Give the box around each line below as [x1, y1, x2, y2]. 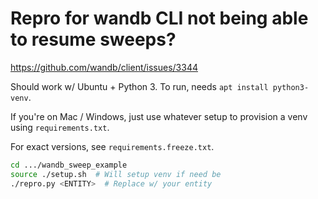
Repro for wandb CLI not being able [10, 7, 309, 30]
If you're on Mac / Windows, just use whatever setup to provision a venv [10, 110, 308, 122]
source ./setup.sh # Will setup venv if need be [10, 169, 222, 179]
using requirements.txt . [10, 121, 110, 133]
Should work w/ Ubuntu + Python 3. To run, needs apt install [10, 80, 269, 92]
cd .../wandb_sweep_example [10, 160, 128, 170]
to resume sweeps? [10, 28, 177, 51]
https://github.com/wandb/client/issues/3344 [10, 61, 198, 73]
